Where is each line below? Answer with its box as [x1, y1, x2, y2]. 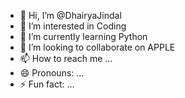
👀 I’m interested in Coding [19, 20, 127, 32]
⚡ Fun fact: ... [19, 78, 75, 90]
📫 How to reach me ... [19, 53, 113, 64]
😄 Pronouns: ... [19, 67, 85, 79]
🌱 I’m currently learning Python [19, 31, 148, 42]
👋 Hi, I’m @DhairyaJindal [19, 10, 122, 21]
